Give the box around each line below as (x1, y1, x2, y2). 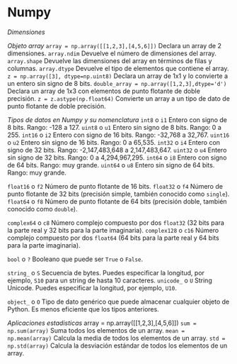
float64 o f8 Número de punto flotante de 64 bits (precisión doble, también (7, 197, 228, 206)
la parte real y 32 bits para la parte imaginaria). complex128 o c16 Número (7, 226, 219, 234)
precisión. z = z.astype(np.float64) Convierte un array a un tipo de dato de (7, 94, 230, 103)
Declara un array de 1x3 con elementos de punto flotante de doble (7, 87, 200, 95)
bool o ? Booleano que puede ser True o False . (7, 255, 144, 263)
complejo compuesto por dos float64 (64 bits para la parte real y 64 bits (7, 233, 219, 242)
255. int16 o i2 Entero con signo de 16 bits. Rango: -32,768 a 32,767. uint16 (7, 131, 230, 139)
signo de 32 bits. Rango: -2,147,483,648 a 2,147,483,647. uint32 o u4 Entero (7, 145, 227, 154)
